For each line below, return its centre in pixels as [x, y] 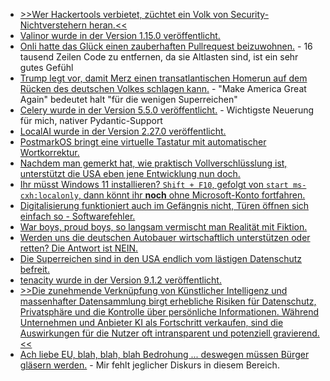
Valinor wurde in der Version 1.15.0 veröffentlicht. [120, 35]
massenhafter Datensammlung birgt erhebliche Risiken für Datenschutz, [168, 301]
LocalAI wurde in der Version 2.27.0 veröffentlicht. [123, 131]
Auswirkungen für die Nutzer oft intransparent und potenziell [145, 333]
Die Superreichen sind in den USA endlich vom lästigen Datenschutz [161, 258]
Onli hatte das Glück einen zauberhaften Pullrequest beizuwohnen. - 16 [166, 46]
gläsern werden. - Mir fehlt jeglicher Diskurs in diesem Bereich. [149, 365]
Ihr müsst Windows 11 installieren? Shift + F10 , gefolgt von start [154, 184]
